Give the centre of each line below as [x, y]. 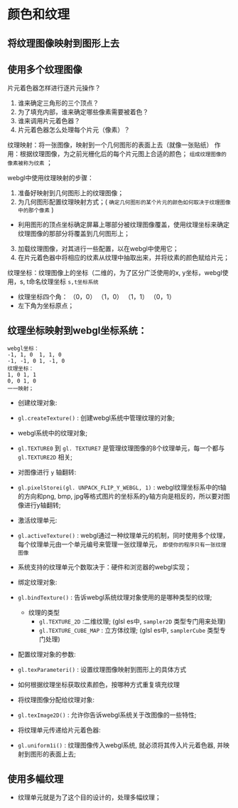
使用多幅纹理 [36, 778]
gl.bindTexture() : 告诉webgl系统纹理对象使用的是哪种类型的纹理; [115, 597]
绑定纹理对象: [37, 582]
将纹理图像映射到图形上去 [63, 43]
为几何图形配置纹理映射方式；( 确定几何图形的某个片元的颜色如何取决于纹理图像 [124, 202]
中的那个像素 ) [36, 210]
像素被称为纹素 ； [30, 163]
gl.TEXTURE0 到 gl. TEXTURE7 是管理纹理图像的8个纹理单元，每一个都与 [121, 448]
